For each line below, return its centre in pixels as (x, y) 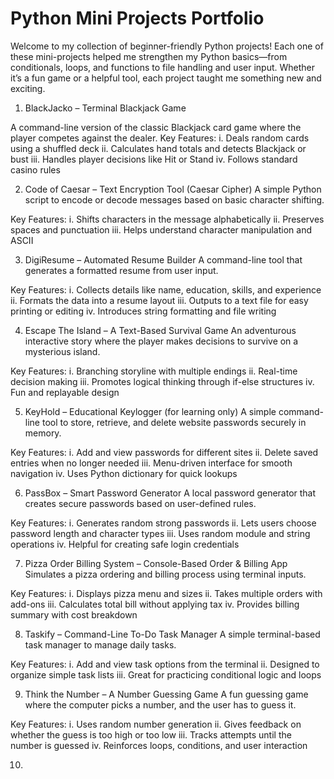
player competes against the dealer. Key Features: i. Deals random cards (160, 138)
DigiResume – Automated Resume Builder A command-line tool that (163, 259)
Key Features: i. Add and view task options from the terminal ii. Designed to (165, 664)
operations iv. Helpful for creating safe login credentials (125, 544)
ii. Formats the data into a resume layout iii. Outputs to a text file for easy (159, 300)
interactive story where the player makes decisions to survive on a (161, 341)
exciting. (28, 88)
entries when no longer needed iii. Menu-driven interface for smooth (151, 463)
